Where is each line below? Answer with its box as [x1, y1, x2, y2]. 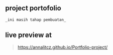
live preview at [5, 31, 52, 39]
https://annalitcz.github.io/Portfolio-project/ [17, 44, 108, 50]
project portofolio [5, 4, 61, 12]
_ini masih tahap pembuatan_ [5, 17, 66, 22]
